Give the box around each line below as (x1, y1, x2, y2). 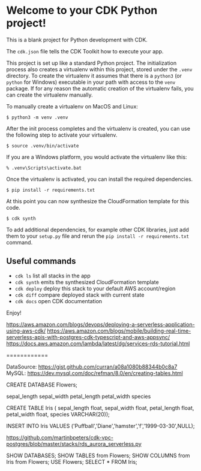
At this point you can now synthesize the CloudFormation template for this (6, 197, 190, 204)
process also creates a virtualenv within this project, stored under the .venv (6, 65, 193, 73)
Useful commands (6, 256, 76, 267)
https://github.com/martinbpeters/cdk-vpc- (6, 434, 114, 441)
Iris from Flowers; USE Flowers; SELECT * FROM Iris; (6, 458, 138, 465)
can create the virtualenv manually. (6, 91, 93, 98)
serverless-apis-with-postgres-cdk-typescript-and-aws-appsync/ (6, 333, 170, 340)
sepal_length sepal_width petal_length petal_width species (6, 393, 151, 400)
